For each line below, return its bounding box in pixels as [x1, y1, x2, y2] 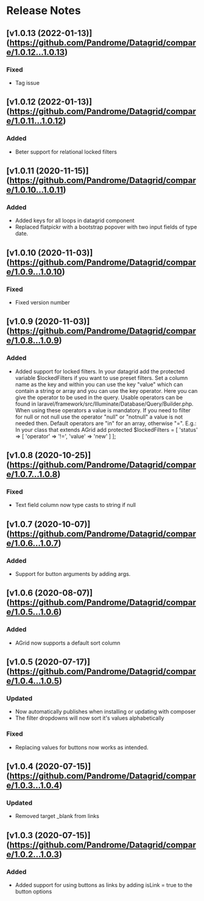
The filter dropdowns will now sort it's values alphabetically [15, 714, 164, 722]
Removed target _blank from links [15, 813, 99, 820]
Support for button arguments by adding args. [15, 570, 131, 577]
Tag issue [15, 79, 40, 86]
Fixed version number [15, 298, 70, 306]
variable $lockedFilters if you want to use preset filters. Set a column [15, 374, 188, 381]
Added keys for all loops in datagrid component [15, 217, 135, 224]
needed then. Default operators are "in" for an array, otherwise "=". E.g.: [15, 419, 197, 427]
